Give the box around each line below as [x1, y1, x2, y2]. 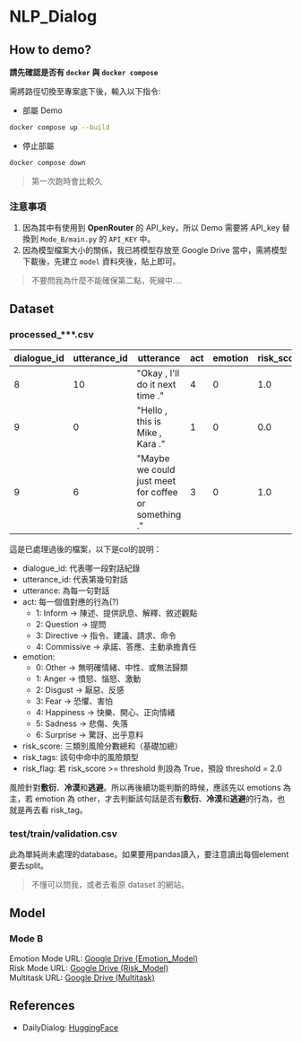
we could [136, 463, 176, 476]
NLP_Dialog [9, 6, 98, 27]
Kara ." [136, 437, 166, 450]
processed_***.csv [9, 328, 94, 341]
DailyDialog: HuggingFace [21, 1021, 119, 1033]
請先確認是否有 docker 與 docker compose [9, 67, 159, 77]
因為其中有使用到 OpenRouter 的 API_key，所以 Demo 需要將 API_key [21, 223, 280, 233]
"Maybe [136, 451, 170, 464]
